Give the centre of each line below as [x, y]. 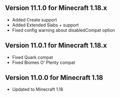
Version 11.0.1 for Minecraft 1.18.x [56, 46]
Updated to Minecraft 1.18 [37, 89]
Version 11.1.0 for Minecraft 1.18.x [56, 8]
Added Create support [34, 19]
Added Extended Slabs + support [45, 25]
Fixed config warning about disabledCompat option [63, 30]
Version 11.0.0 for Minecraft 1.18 [54, 78]
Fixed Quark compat [33, 57]
